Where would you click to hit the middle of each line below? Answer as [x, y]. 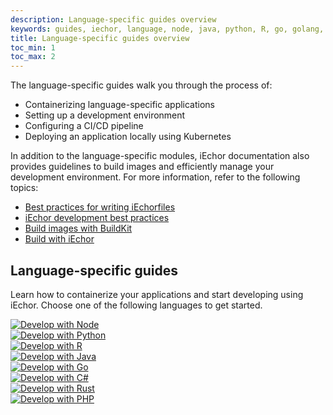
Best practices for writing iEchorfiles [100, 207]
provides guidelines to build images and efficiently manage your [142, 167]
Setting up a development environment [105, 115]
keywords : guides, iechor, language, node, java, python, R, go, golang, [167, 29]
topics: [24, 188]
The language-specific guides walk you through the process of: [141, 85]
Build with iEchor [59, 239]
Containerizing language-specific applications [120, 105]
